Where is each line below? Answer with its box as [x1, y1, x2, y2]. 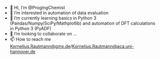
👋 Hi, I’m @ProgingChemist [9, 5, 65, 10]
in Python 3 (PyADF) [9, 26, 52, 31]
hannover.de [9, 49, 36, 54]
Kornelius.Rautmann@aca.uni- [71, 43, 134, 49]
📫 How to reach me [9, 36, 51, 42]
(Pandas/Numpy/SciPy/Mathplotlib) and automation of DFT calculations [9, 20, 156, 26]
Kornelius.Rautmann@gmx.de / [9, 43, 72, 49]
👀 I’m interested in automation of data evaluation [9, 10, 109, 16]
